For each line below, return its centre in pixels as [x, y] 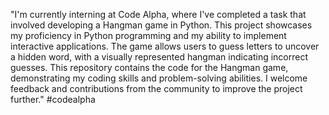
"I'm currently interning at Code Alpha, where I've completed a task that [158, 14]
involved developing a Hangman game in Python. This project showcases [161, 25]
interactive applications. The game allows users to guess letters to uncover [165, 46]
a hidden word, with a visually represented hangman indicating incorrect [159, 57]
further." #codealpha [53, 99]
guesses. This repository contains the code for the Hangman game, [149, 67]
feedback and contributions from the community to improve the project [156, 88]
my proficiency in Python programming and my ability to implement [148, 35]
